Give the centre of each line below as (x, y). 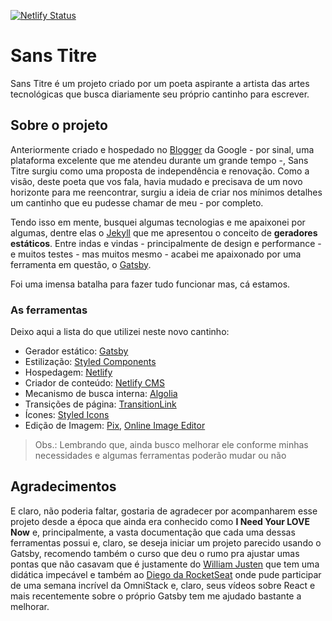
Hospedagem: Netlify (68, 372)
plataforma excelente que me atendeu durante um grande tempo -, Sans (159, 160)
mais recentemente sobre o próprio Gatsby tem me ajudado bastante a (156, 596)
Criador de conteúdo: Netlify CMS (94, 383)
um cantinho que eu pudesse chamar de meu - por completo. (137, 202)
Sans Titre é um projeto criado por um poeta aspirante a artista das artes (160, 83)
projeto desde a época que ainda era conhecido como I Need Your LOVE (160, 521)
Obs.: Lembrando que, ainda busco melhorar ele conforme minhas (171, 445)
